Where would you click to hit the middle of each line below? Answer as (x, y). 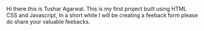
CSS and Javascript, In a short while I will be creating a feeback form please (102, 15)
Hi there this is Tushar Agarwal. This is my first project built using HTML (97, 9)
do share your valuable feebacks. (48, 22)
